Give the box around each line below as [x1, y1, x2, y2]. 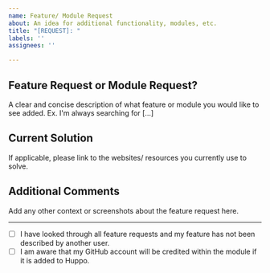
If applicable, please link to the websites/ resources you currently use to [8, 153, 247, 162]
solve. [8, 161, 29, 171]
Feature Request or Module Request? [8, 78, 198, 92]
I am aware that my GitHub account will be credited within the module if [19, 247, 257, 256]
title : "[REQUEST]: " [8, 26, 81, 35]
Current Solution [8, 132, 94, 145]
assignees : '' [8, 42, 56, 50]
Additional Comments [8, 185, 121, 198]
